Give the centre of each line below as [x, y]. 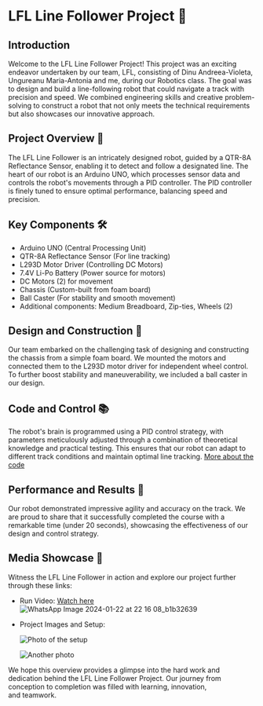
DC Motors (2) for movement [66, 281]
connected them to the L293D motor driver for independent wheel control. [128, 366]
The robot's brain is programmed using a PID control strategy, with [116, 432]
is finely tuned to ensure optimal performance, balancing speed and [118, 191]
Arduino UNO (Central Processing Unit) [83, 247]
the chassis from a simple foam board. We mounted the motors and [117, 358]
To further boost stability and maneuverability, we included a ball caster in [128, 375]
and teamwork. [33, 695]
